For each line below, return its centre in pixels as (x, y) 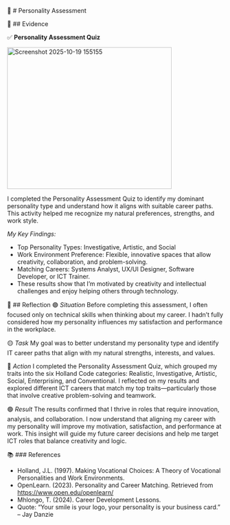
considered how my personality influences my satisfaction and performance (115, 322)
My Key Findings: (32, 234)
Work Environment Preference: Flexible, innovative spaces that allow (114, 255)
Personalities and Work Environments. (71, 478)
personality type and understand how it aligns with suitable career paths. (110, 206)
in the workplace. (32, 329)
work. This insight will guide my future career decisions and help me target (113, 434)
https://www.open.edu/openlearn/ (65, 492)
